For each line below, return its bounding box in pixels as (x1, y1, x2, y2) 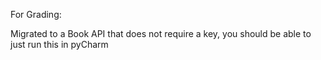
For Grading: (10, 9, 62, 20)
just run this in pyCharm (10, 39, 109, 50)
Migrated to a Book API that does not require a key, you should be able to (10, 28, 312, 39)
